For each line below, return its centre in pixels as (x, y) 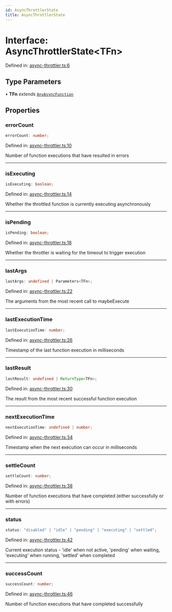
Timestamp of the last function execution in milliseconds (65, 350)
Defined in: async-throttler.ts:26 (39, 340)
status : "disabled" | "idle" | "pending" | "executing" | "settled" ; (81, 530)
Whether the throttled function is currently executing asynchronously (78, 204)
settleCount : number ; (28, 476)
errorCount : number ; (27, 135)
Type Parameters (33, 82)
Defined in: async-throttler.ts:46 (39, 594)
